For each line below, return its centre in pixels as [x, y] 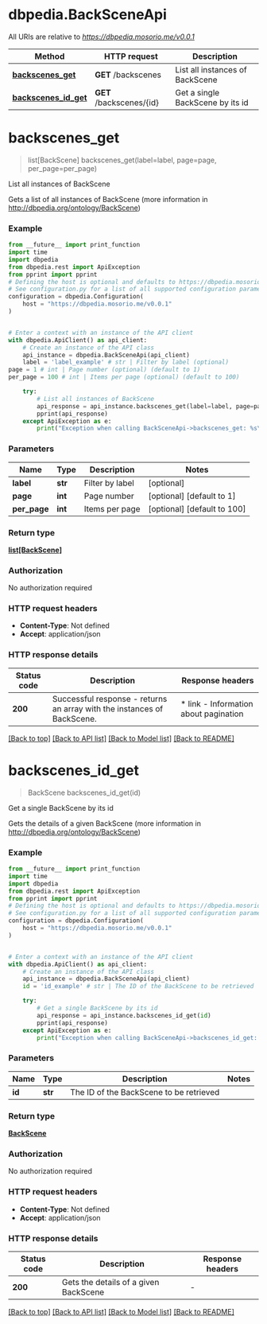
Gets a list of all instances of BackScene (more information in [108, 199]
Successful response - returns [110, 699]
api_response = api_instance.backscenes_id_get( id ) [124, 1015]
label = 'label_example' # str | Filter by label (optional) [126, 362]
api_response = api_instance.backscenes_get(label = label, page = [145, 406]
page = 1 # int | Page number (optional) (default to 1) [104, 370]
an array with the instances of [108, 708]
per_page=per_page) [62, 168]
